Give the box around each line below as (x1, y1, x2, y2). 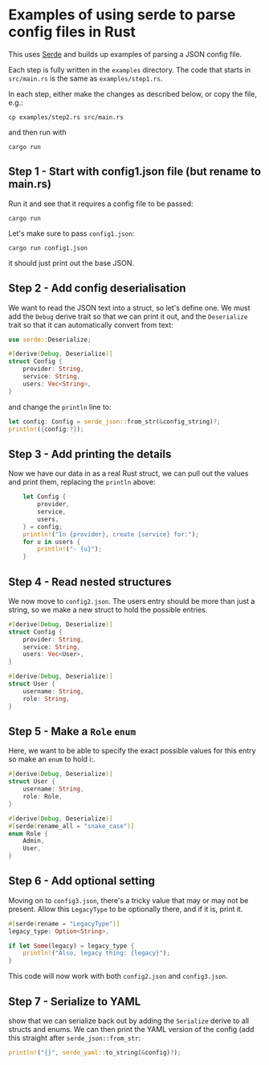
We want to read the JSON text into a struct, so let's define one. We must (8, 303, 251, 312)
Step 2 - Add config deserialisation (8, 282, 186, 295)
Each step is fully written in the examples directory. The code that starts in (8, 64, 251, 74)
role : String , (22, 695, 70, 703)
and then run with (8, 127, 67, 137)
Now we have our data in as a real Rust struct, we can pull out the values (8, 469, 249, 478)
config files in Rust (8, 23, 137, 41)
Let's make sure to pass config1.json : (8, 228, 135, 238)
